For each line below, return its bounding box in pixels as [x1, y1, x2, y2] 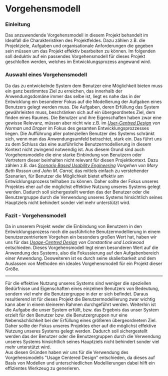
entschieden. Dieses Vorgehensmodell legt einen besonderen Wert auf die [5, 244, 158, 250]
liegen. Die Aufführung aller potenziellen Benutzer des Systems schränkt [5, 130, 155, 136]
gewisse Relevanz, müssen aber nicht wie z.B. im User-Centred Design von [5, 119, 160, 125]
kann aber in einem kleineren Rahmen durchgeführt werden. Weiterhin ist [5, 301, 156, 307]
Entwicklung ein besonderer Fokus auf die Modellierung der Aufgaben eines [5, 98, 162, 104]
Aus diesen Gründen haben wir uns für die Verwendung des [5, 349, 129, 355]
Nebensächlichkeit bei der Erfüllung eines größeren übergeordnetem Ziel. [5, 317, 157, 323]
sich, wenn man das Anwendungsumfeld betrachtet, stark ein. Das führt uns [5, 135, 162, 141]
